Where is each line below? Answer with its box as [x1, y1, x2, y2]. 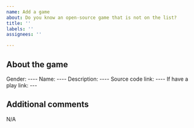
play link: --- [6, 81, 37, 89]
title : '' [6, 20, 31, 26]
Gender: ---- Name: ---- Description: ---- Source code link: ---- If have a [6, 75, 189, 83]
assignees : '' [6, 32, 42, 38]
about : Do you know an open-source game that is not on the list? [6, 15, 177, 21]
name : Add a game [6, 8, 50, 15]
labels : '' [6, 25, 34, 32]
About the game [6, 59, 68, 70]
